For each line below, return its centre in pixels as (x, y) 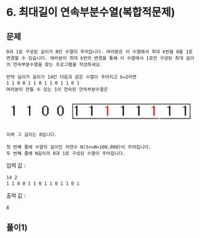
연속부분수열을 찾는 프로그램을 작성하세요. (58, 64)
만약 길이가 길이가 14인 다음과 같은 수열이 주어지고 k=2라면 (72, 77)
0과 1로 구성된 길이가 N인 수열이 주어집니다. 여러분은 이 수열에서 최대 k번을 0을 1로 (100, 52)
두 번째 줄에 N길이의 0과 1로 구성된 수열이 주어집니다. (66, 153)
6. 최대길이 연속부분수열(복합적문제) (91, 12)
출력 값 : (16, 195)
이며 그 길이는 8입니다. (32, 134)
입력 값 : (16, 165)
